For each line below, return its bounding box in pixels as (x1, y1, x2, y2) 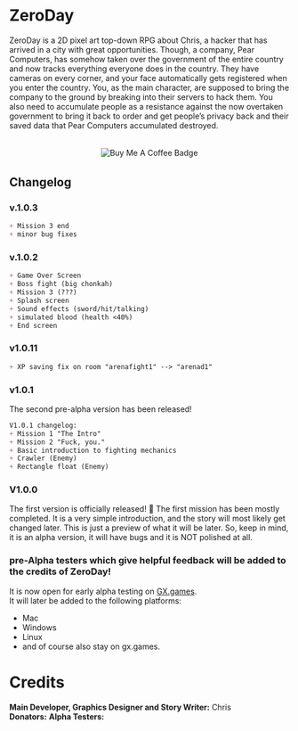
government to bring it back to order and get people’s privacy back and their (9, 111, 289, 121)
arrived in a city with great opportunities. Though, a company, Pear (9, 44, 255, 54)
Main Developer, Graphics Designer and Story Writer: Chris (9, 702, 231, 712)
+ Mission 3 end (9, 222, 69, 231)
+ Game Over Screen (9, 271, 82, 281)
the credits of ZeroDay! (9, 565, 111, 578)
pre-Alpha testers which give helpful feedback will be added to (9, 554, 286, 567)
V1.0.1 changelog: (9, 421, 77, 430)
